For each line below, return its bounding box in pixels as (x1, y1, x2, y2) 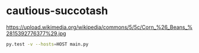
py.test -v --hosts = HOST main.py (6, 41, 89, 47)
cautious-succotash (6, 4, 108, 18)
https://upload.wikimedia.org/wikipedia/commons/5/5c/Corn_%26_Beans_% (6, 24, 193, 31)
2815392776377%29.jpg (6, 29, 66, 37)
